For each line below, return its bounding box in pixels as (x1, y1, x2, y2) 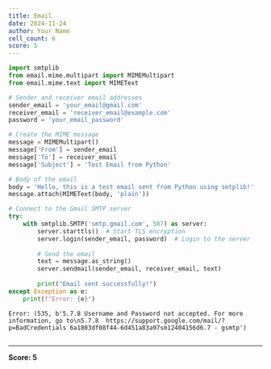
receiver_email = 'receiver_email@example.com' (8, 108, 172, 117)
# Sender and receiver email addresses (8, 94, 143, 102)
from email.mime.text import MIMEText (8, 78, 139, 87)
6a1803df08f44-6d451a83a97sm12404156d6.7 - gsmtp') (69, 324, 248, 332)
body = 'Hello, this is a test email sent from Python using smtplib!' (8, 182, 254, 191)
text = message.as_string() (37, 258, 131, 266)
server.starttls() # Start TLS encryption (37, 227, 186, 235)
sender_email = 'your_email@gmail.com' (8, 101, 143, 109)
